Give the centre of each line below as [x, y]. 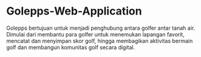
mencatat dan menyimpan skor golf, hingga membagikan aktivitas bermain [100, 41]
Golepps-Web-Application [74, 11]
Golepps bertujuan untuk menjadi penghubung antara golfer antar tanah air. [101, 28]
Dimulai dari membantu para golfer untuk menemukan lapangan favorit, [96, 34]
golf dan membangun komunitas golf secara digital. [71, 47]
